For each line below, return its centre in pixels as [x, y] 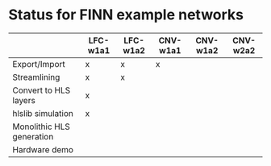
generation [33, 136]
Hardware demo [43, 149]
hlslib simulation [43, 113]
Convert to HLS [42, 90]
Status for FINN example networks [126, 15]
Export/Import [39, 64]
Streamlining [36, 77]
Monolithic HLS [42, 127]
